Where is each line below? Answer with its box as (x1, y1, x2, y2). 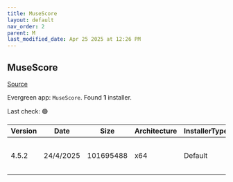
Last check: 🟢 (7, 107, 49, 115)
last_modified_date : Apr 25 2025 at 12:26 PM (7, 36, 141, 43)
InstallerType (183, 126, 228, 136)
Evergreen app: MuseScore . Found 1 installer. (7, 93, 132, 101)
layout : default (7, 17, 54, 24)
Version (10, 126, 37, 136)
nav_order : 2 (7, 23, 45, 30)
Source (7, 80, 28, 88)
